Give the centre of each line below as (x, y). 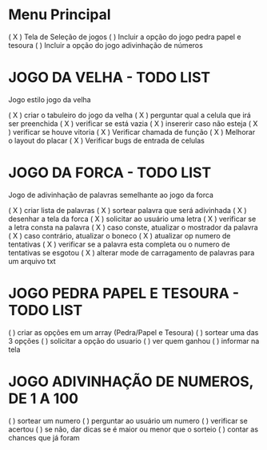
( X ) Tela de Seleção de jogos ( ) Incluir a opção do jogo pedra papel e (125, 37)
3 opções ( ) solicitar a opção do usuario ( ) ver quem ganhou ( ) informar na (134, 341)
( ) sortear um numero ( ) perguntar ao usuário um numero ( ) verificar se (128, 420)
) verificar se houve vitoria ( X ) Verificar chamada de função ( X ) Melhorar (132, 132)
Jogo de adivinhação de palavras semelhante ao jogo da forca (111, 195)
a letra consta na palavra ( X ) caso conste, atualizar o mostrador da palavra (133, 227)
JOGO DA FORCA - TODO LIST (110, 173)
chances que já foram (44, 437)
